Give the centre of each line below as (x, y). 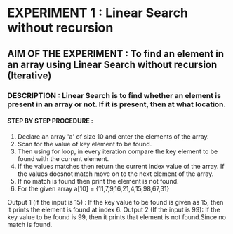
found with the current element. (63, 158)
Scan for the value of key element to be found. (85, 144)
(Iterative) (29, 75)
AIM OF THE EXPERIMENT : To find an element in (116, 54)
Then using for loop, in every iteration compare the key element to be (118, 151)
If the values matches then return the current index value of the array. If (121, 166)
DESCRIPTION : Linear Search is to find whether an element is (114, 95)
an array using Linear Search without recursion (112, 64)
